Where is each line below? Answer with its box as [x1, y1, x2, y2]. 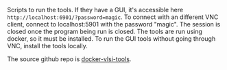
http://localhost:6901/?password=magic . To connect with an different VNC [7, 13, 219, 21]
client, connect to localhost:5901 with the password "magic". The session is [7, 20, 221, 28]
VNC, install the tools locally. [7, 42, 88, 50]
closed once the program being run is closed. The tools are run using [7, 27, 202, 35]
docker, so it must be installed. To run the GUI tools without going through [7, 35, 216, 43]
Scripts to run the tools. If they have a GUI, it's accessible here [7, 6, 184, 14]
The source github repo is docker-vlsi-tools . [7, 55, 132, 63]
